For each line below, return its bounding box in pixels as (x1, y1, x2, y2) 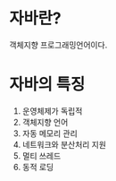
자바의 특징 (9, 74, 86, 95)
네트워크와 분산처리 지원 (21, 139, 107, 150)
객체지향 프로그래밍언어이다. (9, 39, 108, 50)
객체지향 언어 (21, 116, 69, 127)
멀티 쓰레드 (21, 150, 62, 161)
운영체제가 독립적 (21, 105, 83, 116)
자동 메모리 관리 (21, 127, 78, 139)
